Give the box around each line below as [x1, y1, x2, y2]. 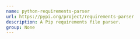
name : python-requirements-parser [6, 8, 90, 14]
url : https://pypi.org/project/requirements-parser [6, 14, 134, 19]
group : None [6, 24, 35, 30]
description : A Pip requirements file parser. [6, 19, 121, 25]
